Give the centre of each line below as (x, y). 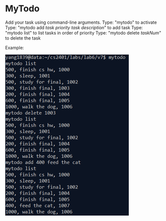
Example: (15, 47)
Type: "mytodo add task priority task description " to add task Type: (74, 27)
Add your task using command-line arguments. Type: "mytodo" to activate (81, 22)
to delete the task (23, 38)
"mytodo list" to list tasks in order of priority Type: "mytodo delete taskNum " (83, 33)
